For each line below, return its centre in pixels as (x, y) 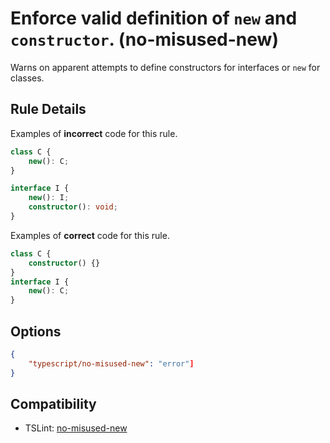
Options (36, 331)
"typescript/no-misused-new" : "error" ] (111, 363)
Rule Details (48, 109)
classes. (27, 78)
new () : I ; (49, 198)
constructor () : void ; (73, 207)
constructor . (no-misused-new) (144, 39)
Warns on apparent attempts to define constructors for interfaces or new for (165, 67)
